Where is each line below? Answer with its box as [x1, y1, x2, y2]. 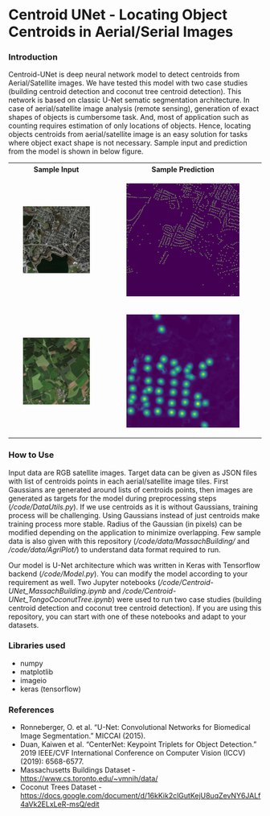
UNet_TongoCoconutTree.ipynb [8, 594, 112, 604]
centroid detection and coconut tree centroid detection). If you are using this [8, 603, 262, 612]
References [8, 704, 55, 715]
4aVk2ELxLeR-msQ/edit [19, 799, 100, 810]
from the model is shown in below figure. [8, 146, 144, 156]
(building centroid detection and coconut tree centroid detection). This [8, 87, 242, 97]
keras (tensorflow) [19, 684, 82, 694]
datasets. [8, 620, 39, 629]
